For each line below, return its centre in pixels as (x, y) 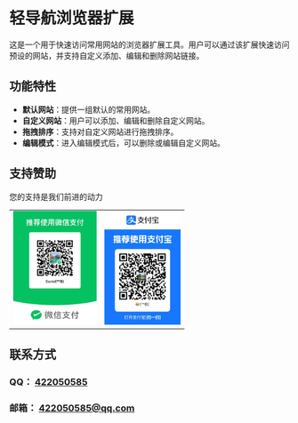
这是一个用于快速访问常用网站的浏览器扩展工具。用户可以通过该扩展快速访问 (149, 44)
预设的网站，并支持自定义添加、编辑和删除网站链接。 (107, 55)
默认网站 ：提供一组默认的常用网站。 (89, 109)
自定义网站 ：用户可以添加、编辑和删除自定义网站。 (116, 120)
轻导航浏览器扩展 (72, 18)
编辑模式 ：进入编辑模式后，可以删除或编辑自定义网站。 (123, 142)
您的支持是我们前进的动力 (56, 196)
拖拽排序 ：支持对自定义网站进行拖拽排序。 (100, 132)
